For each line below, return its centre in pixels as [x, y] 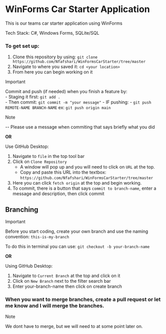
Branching [22, 210]
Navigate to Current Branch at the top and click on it [66, 276]
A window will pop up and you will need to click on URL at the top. [87, 167]
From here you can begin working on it [53, 72]
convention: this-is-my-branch [37, 237]
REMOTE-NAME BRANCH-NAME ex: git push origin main [58, 108]
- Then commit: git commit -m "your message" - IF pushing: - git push [78, 102]
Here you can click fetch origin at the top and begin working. [77, 183]
